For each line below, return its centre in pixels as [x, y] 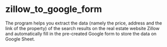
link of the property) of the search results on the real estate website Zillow [82, 28]
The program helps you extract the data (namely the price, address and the [84, 23]
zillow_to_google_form [54, 9]
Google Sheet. [20, 39]
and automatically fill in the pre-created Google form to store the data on [81, 33]
